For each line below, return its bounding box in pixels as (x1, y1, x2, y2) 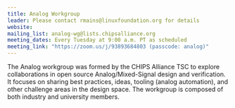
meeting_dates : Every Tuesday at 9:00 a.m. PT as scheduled (7, 37, 188, 44)
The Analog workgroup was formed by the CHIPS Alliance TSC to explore (7, 63, 220, 71)
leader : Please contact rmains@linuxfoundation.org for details (7, 17, 200, 24)
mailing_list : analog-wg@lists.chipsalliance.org (7, 30, 156, 37)
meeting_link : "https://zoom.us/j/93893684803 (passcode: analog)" (7, 43, 210, 50)
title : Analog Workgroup (7, 10, 80, 18)
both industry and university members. (7, 92, 120, 101)
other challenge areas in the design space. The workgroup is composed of (7, 85, 224, 93)
